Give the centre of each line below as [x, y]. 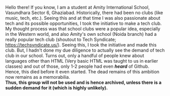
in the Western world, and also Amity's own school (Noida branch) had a [81, 34]
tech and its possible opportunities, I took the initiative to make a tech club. [83, 23]
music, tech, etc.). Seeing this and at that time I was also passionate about [83, 18]
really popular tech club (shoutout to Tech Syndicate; [61, 39]
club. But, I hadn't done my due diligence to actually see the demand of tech [85, 50]
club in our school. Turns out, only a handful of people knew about [75, 56]
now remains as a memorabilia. [38, 77]
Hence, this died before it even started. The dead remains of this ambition [82, 72]
